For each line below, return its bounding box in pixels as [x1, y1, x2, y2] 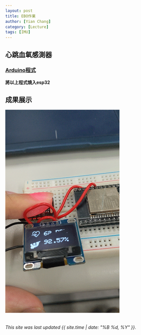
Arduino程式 [5, 66, 37, 74]
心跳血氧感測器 [5, 50, 52, 59]
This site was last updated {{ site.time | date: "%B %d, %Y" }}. [5, 324, 136, 330]
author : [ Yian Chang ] [5, 19, 51, 24]
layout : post [5, 8, 33, 13]
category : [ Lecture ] [5, 24, 49, 29]
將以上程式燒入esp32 [5, 79, 50, 85]
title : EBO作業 [5, 13, 36, 19]
